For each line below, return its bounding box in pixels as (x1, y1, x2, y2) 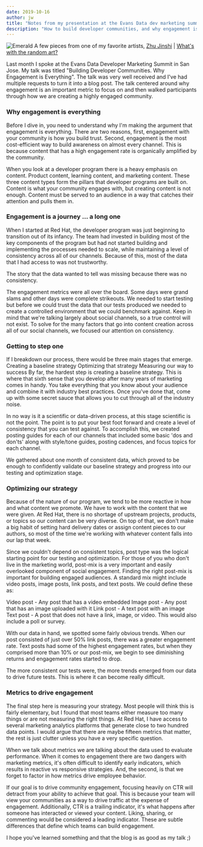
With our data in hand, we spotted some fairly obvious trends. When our (6, 630, 186, 637)
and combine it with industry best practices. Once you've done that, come (6, 388, 191, 395)
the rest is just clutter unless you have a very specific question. (6, 734, 164, 742)
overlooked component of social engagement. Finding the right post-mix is (6, 567, 193, 575)
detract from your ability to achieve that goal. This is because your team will (6, 790, 195, 797)
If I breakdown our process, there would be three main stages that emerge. (6, 356, 193, 363)
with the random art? (6, 49, 59, 56)
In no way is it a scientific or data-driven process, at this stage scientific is (6, 413, 191, 420)
